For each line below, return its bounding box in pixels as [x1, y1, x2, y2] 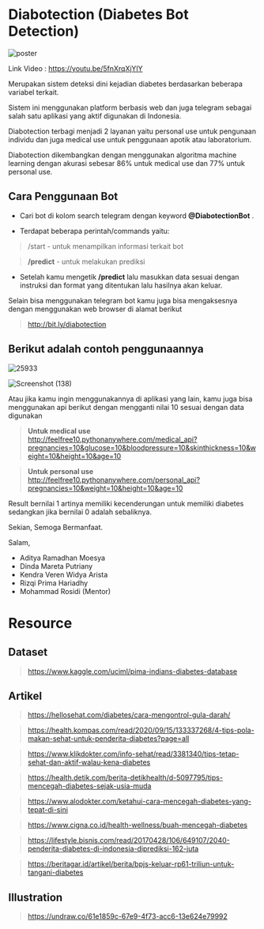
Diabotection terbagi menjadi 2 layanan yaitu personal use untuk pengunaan [8, 126, 257, 136]
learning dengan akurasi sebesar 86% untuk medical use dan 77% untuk [8, 158, 245, 167]
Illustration [8, 890, 63, 904]
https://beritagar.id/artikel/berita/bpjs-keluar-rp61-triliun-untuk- [27, 859, 235, 869]
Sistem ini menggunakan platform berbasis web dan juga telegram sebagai [8, 103, 252, 112]
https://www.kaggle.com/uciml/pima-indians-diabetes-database [27, 666, 238, 676]
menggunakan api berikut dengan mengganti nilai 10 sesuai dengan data [8, 402, 245, 412]
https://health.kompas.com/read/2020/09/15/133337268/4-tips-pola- [27, 725, 255, 735]
